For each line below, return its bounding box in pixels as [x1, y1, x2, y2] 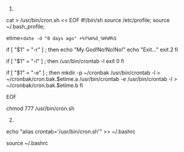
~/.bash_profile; [6, 23, 45, 30]
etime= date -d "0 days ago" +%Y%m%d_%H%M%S [6, 35, 117, 41]
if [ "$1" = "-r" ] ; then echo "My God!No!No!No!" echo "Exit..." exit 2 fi [6, 46, 179, 53]
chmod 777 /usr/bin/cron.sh [6, 105, 74, 112]
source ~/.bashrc [6, 139, 49, 147]
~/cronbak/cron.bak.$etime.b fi [6, 82, 83, 89]
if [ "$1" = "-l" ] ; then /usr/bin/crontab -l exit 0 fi [6, 58, 124, 64]
